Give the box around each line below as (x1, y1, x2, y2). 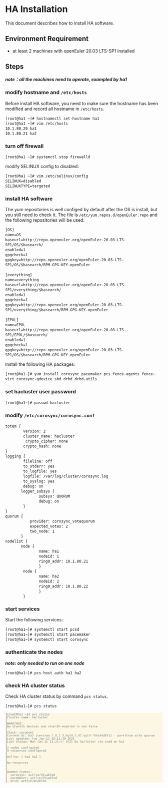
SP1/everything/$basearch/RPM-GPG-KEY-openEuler (5, 308, 108, 313)
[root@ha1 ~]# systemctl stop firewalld (5, 155, 91, 160)
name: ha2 (38, 574, 59, 579)
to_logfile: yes (23, 469, 57, 474)
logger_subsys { (20, 489, 55, 494)
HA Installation (5, 4, 68, 15)
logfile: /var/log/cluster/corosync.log (23, 474, 108, 479)
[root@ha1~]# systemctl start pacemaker (5, 632, 91, 637)
